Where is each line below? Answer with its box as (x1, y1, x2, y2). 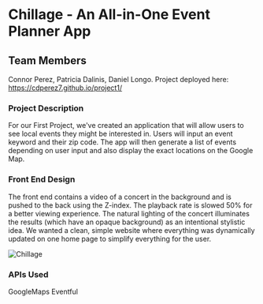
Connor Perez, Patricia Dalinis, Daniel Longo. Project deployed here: (8, 75, 229, 84)
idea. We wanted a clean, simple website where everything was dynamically (8, 225, 255, 235)
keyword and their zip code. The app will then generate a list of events (8, 137, 237, 147)
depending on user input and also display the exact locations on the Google (8, 146, 254, 156)
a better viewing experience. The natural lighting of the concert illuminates (8, 208, 250, 218)
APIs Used (8, 268, 49, 280)
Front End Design (8, 174, 76, 185)
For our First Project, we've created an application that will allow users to (8, 121, 244, 130)
